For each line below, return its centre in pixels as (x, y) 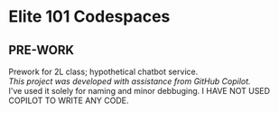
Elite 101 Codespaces (89, 17)
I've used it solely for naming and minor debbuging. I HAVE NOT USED (139, 91)
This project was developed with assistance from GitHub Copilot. (130, 81)
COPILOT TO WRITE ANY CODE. (69, 100)
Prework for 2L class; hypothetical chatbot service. (103, 71)
